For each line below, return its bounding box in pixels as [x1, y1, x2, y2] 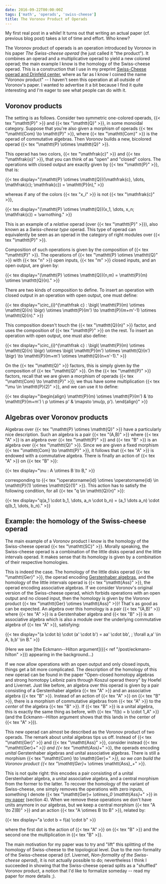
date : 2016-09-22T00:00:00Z [5, 7, 63, 12]
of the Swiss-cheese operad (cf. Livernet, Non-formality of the [5, 852, 133, 858]
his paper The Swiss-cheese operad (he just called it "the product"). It [5, 50, 149, 56]
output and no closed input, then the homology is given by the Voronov [5, 595, 150, 601]
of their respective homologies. [5, 559, 69, 565]
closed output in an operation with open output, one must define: [5, 292, 138, 298]
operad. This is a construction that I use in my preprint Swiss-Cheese [5, 66, 147, 72]
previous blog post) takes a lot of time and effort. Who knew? [5, 35, 130, 41]
